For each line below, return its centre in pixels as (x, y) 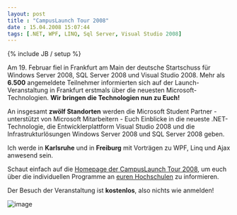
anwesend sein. (30, 155)
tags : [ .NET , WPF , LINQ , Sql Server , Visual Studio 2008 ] (94, 34)
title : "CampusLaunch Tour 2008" (58, 21)
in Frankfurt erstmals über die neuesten (107, 90)
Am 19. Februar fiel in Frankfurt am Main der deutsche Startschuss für (109, 67)
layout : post (27, 14)
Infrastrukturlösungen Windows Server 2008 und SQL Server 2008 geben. (116, 134)
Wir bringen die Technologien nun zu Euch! (115, 98)
